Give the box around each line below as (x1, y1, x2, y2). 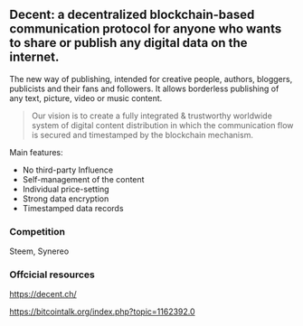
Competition (9, 225, 66, 238)
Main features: (9, 146, 63, 157)
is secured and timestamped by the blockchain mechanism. (31, 129, 253, 140)
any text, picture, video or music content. (9, 92, 163, 103)
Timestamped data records (22, 202, 124, 213)
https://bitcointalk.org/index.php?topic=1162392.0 (9, 306, 196, 317)
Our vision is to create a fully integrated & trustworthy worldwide (31, 110, 273, 121)
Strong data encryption (22, 193, 109, 204)
